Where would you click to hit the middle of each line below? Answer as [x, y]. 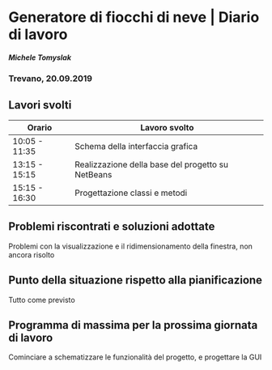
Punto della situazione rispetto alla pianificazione [136, 281]
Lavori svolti [40, 105]
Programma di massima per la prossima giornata [133, 325]
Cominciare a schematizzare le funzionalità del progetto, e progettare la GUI [135, 357]
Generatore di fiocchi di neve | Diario [134, 17]
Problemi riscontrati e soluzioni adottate [112, 227]
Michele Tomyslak [40, 57]
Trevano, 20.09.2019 [51, 79]
